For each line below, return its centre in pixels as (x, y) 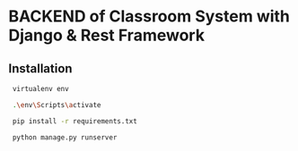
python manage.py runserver (65, 137)
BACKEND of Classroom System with (149, 17)
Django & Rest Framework (107, 35)
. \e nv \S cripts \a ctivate (57, 105)
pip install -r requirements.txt (75, 121)
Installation (40, 68)
